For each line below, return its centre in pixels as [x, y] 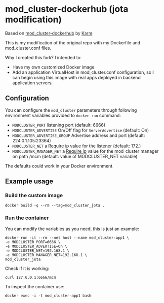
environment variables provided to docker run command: [63, 115]
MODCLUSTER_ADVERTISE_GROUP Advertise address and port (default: [79, 135]
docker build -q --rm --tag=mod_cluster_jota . [55, 205]
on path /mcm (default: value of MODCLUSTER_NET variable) [75, 156]
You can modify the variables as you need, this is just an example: [72, 229]
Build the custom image [34, 196]
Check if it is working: [27, 268]
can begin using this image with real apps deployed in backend [76, 77]
